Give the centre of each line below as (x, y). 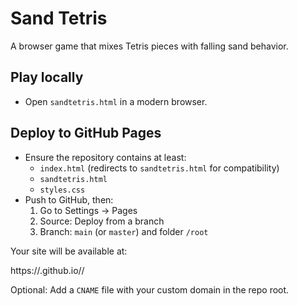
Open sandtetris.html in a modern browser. (116, 101)
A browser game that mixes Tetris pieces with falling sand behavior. (149, 46)
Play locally (47, 77)
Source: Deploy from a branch (102, 221)
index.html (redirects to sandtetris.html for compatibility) (159, 168)
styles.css (62, 190)
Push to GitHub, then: (69, 199)
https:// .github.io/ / (47, 270)
